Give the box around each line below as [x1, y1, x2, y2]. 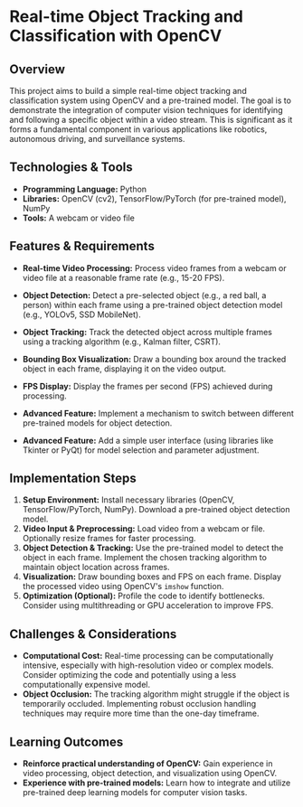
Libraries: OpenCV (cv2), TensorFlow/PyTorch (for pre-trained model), [22, 192, 287, 204]
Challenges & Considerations [9, 626, 177, 642]
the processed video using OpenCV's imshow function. [22, 581, 224, 592]
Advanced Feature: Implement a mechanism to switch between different [22, 408, 294, 418]
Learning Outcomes [9, 734, 124, 749]
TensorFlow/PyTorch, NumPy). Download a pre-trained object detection [22, 504, 291, 515]
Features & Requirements [9, 239, 156, 254]
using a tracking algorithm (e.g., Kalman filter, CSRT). [22, 336, 222, 347]
